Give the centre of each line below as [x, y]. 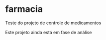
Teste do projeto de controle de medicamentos [53, 23]
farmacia [24, 9]
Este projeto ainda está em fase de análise [49, 32]
